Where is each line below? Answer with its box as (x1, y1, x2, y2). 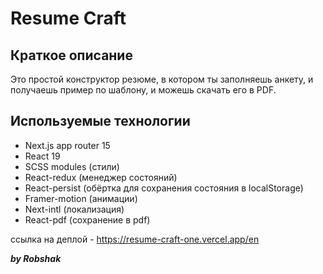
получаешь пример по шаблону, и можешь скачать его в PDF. (10, 84, 277, 96)
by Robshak (10, 252, 62, 264)
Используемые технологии (10, 113, 191, 130)
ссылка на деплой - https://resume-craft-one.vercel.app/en (10, 233, 260, 245)
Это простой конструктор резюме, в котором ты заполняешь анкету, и (10, 73, 314, 85)
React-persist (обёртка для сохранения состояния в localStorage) (24, 182, 304, 194)
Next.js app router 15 (24, 139, 111, 151)
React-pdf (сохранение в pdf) (24, 213, 151, 226)
